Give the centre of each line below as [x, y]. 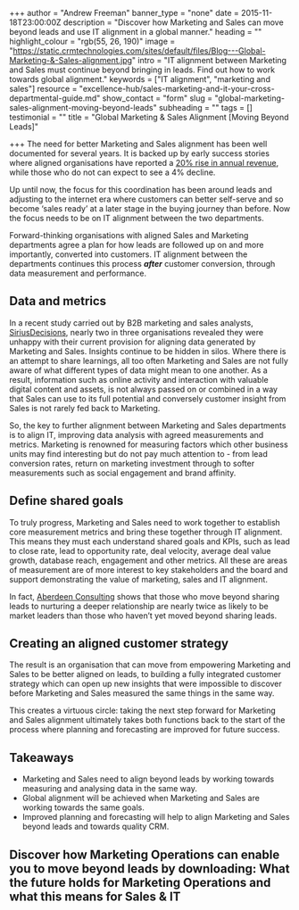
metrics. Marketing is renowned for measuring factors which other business [149, 444]
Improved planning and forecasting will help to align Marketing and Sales [156, 817]
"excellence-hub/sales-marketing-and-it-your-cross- [177, 89]
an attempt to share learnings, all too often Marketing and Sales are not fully [149, 360]
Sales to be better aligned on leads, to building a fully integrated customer [145, 674]
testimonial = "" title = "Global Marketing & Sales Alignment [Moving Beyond [149, 117]
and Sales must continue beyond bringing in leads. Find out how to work [142, 70]
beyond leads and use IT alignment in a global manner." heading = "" [136, 32]
